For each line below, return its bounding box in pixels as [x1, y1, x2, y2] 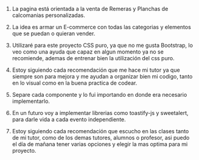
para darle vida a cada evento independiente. [12, 116, 126, 123]
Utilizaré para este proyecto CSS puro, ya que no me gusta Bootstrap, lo [12, 42, 194, 49]
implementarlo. [12, 97, 51, 105]
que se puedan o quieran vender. [12, 30, 96, 37]
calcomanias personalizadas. [12, 12, 85, 19]
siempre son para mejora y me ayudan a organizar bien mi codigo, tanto [12, 73, 193, 80]
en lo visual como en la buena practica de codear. [12, 79, 138, 86]
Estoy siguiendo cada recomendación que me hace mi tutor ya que [12, 66, 181, 74]
